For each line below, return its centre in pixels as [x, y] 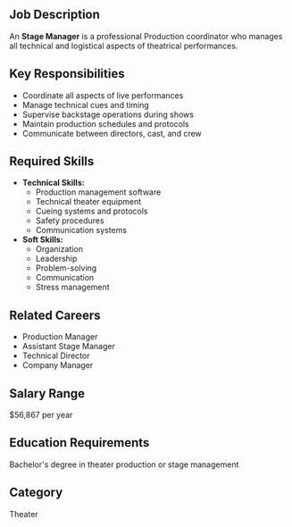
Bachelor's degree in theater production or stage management [124, 464]
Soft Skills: [43, 239]
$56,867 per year [41, 415]
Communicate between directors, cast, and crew [112, 133]
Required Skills [52, 161]
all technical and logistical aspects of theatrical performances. [124, 46]
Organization [59, 249]
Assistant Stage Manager [69, 347]
